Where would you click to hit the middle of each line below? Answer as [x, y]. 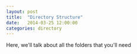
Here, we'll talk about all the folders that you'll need [68, 45]
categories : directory [34, 28]
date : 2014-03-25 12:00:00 [42, 23]
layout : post [22, 12]
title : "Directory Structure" [45, 17]
